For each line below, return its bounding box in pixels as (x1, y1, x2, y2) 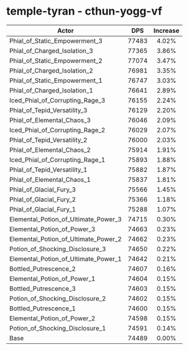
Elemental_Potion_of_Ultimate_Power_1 (9, 254, 122, 263)
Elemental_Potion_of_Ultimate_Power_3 (9, 215, 122, 223)
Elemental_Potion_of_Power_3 (9, 224, 96, 233)
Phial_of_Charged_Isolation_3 (9, 46, 93, 55)
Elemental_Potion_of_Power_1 (9, 274, 96, 283)
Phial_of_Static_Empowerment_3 (9, 37, 102, 45)
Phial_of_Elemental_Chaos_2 (9, 145, 91, 154)
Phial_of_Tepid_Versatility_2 (9, 135, 88, 144)
